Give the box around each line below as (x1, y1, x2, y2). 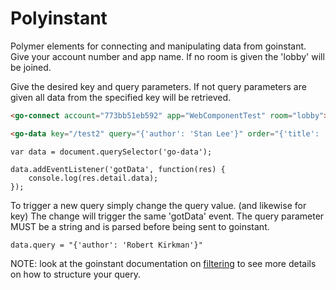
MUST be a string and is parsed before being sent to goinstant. (10, 220, 270, 232)
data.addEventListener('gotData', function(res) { (10, 164, 226, 174)
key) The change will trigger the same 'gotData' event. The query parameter (10, 210, 325, 222)
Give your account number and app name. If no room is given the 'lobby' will (10, 50, 325, 62)
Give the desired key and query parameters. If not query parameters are (10, 80, 307, 92)
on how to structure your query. (10, 268, 141, 280)
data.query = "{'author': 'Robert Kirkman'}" (10, 240, 203, 250)
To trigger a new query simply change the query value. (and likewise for (10, 199, 307, 211)
